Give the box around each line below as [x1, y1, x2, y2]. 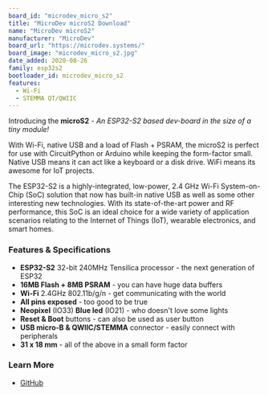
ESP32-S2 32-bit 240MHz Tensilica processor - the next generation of [19, 262, 255, 272]
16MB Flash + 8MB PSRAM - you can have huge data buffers [19, 279, 223, 290]
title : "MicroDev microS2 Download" [8, 19, 131, 27]
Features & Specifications [8, 245, 111, 256]
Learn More [8, 360, 55, 371]
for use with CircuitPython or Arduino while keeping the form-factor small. [8, 149, 253, 158]
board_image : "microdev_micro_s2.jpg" [8, 49, 138, 57]
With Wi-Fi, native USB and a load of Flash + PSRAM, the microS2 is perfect [8, 140, 259, 150]
